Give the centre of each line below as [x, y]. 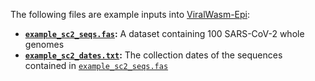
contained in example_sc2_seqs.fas [96, 65]
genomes [44, 44]
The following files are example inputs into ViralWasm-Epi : [130, 14]
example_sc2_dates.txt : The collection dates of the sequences [153, 55]
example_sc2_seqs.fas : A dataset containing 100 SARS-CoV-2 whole [164, 33]
